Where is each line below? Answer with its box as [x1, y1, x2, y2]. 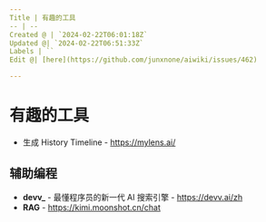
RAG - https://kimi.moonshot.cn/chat [22, 201, 162, 213]
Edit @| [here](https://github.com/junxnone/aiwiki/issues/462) [9, 55, 258, 64]
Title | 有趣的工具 [9, 13, 76, 23]
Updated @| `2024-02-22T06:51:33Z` [9, 38, 144, 48]
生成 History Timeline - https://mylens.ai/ [22, 137, 176, 148]
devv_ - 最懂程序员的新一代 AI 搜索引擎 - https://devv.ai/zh [22, 191, 243, 202]
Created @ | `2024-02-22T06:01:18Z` [9, 30, 148, 39]
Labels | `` [9, 47, 54, 56]
